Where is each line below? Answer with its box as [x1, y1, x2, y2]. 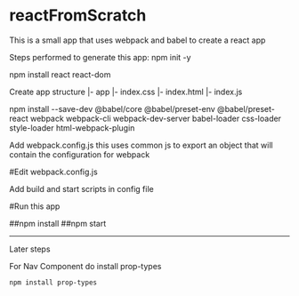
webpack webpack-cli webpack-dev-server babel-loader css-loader [29, 113, 282, 124]
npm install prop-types [9, 277, 98, 287]
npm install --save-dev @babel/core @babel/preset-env [9, 103, 215, 114]
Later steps [9, 244, 51, 254]
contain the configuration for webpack [9, 148, 150, 160]
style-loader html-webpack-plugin [9, 122, 135, 133]
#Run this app [9, 201, 61, 212]
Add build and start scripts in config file [9, 183, 154, 194]
